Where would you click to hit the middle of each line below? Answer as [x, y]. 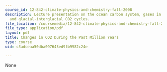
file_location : [21, 24]
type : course [19, 42]
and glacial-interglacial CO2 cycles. [50, 19]
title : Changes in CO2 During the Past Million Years [62, 38]
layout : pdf [17, 33]
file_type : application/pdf [34, 28]
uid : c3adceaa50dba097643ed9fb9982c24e [46, 47]
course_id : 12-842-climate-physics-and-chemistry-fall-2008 [69, 10]
